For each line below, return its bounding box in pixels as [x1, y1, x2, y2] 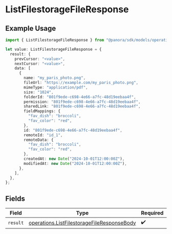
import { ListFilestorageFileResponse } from [5, 37, 104, 42]
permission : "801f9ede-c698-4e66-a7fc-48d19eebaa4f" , [24, 99, 141, 104]
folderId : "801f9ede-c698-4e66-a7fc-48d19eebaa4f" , [24, 94, 137, 99]
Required [141, 209, 164, 217]
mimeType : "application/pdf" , [24, 84, 88, 90]
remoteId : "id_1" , [24, 132, 63, 138]
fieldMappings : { [24, 109, 60, 114]
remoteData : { [24, 137, 54, 142]
